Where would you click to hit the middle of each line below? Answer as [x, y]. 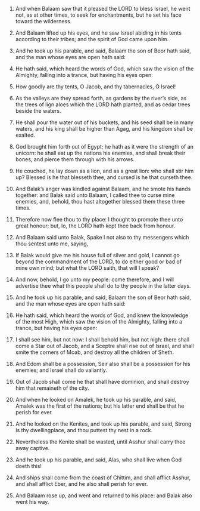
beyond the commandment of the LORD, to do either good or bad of [99, 261]
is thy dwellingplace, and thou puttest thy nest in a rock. [84, 430]
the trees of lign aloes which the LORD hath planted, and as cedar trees [103, 104]
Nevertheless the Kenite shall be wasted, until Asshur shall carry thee [100, 442]
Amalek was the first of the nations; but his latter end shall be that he [100, 406]
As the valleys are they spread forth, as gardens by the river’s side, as [101, 98]
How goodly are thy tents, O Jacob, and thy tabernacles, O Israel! [96, 87]
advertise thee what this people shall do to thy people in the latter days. [103, 286]
